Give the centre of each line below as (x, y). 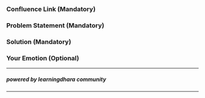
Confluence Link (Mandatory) (51, 9)
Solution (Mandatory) (39, 41)
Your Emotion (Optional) (43, 58)
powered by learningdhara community (56, 79)
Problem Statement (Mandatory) (56, 25)
